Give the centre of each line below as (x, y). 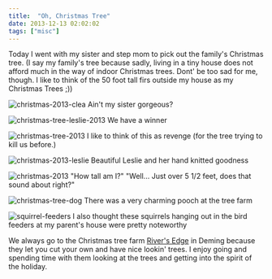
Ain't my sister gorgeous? (131, 105)
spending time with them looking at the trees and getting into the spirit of (130, 258)
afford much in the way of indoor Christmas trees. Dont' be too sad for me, (133, 72)
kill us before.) (32, 145)
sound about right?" (42, 185)
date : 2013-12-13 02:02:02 (54, 24)
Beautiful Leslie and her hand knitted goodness (170, 160)
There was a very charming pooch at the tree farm (168, 201)
